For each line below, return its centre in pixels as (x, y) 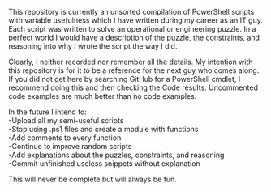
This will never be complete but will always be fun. (92, 179)
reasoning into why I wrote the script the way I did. (93, 46)
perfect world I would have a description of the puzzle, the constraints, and (134, 37)
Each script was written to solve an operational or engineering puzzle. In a (132, 29)
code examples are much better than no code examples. (103, 96)
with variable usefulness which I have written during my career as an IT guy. (136, 20)
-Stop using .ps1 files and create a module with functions (103, 129)
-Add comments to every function (65, 138)
